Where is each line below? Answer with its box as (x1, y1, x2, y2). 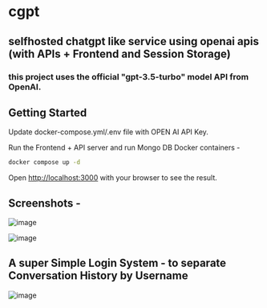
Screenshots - (8, 196, 82, 210)
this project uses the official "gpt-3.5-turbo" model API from (8, 71, 249, 82)
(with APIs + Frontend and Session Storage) (8, 47, 231, 60)
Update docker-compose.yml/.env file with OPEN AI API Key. (8, 127, 208, 137)
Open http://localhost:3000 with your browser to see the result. (8, 173, 218, 183)
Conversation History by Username (8, 269, 188, 283)
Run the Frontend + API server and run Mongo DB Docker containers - (8, 143, 241, 153)
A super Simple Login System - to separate (8, 257, 227, 270)
